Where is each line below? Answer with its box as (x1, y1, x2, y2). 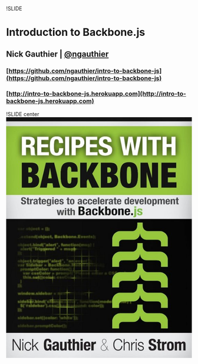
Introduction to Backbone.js (6, 26, 146, 39)
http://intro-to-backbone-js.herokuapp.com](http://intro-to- (8, 90, 187, 98)
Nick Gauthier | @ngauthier (6, 49, 109, 59)
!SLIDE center (6, 110, 39, 117)
